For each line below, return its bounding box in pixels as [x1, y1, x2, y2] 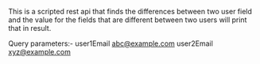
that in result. [8, 24, 52, 32]
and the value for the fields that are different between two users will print [8, 15, 247, 24]
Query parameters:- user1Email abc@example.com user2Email [8, 39, 213, 48]
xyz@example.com [8, 47, 72, 56]
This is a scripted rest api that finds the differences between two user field [8, 7, 253, 16]
